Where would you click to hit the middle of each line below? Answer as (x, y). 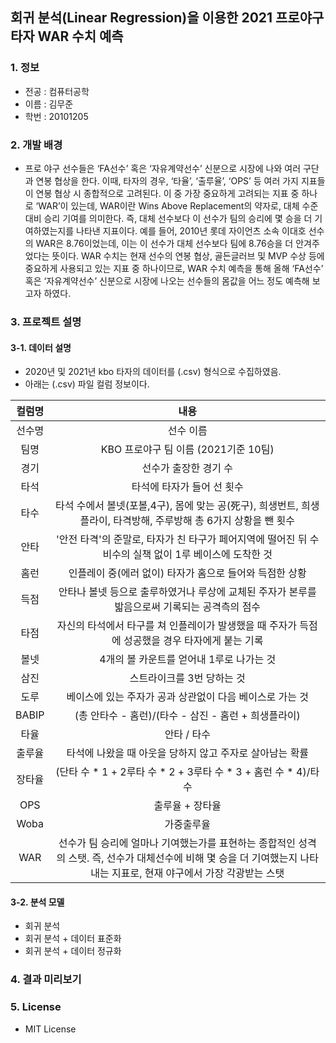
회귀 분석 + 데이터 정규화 (73, 951)
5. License (36, 1007)
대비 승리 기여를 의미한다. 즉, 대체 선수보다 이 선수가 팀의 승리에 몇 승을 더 (168, 218)
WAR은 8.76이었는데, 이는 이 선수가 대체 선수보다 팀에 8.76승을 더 (164, 243)
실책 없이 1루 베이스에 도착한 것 (202, 555)
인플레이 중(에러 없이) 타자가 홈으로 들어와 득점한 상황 (187, 573)
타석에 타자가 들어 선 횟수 (187, 487)
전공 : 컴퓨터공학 (57, 91)
